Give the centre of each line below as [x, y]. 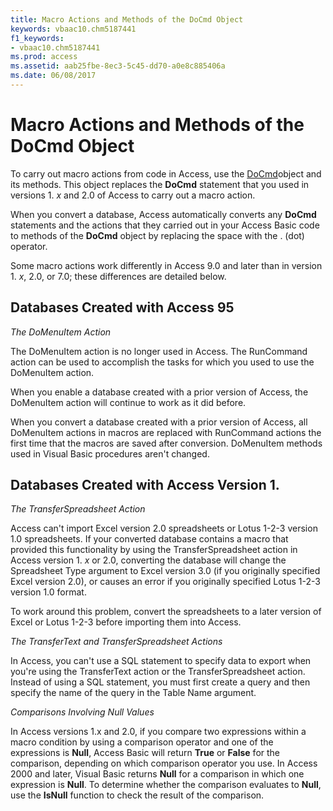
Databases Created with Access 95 [122, 307]
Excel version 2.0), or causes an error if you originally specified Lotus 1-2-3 [165, 582]
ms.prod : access [44, 57]
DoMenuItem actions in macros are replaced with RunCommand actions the [166, 432]
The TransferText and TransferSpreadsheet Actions [116, 642]
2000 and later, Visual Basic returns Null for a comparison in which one [157, 774]
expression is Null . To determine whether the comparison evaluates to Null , [166, 785]
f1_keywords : [37, 38]
